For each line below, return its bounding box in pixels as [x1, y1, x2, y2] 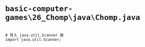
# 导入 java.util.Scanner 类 [5, 32, 64, 37]
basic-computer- [5, 4, 73, 13]
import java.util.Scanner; [5, 37, 62, 42]
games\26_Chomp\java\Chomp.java [5, 13, 140, 22]
